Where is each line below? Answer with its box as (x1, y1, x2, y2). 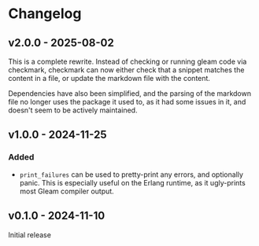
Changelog (8, 5, 82, 23)
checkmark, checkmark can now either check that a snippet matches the (8, 65, 245, 75)
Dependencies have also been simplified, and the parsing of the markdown (8, 89, 252, 98)
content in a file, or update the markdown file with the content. (8, 74, 211, 83)
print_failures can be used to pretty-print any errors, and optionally (19, 170, 244, 179)
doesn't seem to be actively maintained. (8, 105, 138, 115)
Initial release (8, 229, 51, 240)
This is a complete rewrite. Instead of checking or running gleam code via (8, 57, 247, 66)
